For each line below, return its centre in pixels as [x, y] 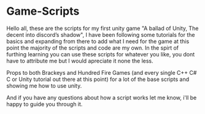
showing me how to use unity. [44, 85]
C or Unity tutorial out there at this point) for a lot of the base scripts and [98, 79]
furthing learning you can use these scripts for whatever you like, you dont [101, 54]
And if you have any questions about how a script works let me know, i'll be [102, 97]
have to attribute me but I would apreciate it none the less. [80, 61]
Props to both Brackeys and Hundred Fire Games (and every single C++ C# [102, 72]
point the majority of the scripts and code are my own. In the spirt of [93, 48]
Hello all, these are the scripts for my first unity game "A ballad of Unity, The [102, 28]
